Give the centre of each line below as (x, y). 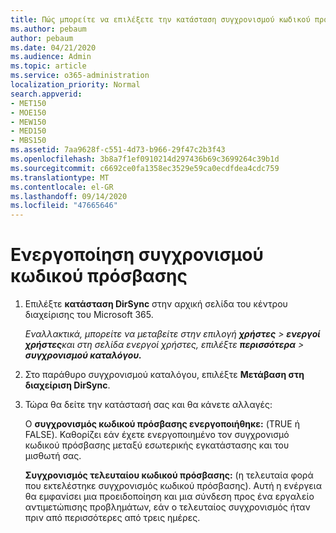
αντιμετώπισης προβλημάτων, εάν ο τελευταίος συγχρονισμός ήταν (167, 507)
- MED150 (28, 131)
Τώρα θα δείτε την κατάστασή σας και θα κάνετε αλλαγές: (148, 405)
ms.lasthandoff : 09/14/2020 (69, 196)
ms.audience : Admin (51, 57)
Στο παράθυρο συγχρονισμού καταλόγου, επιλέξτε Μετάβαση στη (164, 375)
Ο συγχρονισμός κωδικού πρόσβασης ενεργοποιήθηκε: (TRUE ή (162, 424)
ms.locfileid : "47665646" (64, 206)
